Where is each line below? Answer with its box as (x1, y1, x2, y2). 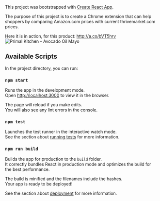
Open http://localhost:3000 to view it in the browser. (5, 92, 110, 99)
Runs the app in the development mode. (5, 87, 85, 93)
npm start (5, 77, 28, 83)
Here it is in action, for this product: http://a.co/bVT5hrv (5, 33, 116, 39)
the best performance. (5, 166, 50, 172)
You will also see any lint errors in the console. (5, 107, 98, 113)
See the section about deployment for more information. (5, 190, 117, 196)
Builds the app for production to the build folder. (5, 156, 102, 162)
